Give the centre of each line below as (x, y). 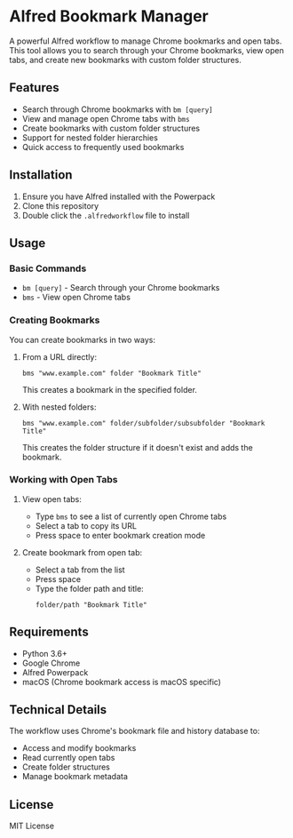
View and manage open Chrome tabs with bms (106, 118)
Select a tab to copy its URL (86, 525)
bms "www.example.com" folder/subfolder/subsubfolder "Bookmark (143, 423)
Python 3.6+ (45, 653)
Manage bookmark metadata (75, 777)
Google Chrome (51, 663)
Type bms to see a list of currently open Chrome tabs (131, 516)
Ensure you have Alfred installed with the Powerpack (119, 196)
